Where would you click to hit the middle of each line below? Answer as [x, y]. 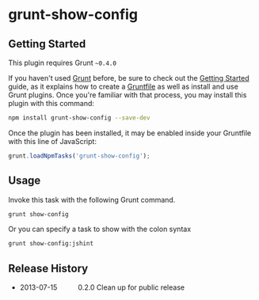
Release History [48, 268]
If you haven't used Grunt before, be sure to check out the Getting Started [129, 78]
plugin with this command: [51, 103]
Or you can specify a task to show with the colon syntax [100, 229]
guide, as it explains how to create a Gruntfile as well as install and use [124, 86]
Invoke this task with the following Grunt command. [92, 199]
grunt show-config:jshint [51, 244]
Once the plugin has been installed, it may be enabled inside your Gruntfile [130, 133]
